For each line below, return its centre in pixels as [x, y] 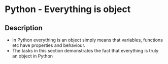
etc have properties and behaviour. [49, 45]
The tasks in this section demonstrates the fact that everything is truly [85, 51]
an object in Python [32, 56]
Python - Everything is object [68, 9]
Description [24, 28]
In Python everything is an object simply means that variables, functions [88, 40]
